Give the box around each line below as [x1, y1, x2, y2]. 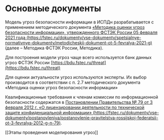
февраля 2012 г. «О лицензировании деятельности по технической [5, 104, 145, 110]
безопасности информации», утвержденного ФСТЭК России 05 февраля [5, 29, 158, 35]
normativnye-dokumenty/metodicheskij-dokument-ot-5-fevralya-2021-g [5, 40, 151, 45]
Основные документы [5, 3, 102, 14]
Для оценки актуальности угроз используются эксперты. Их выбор [5, 74, 147, 80]
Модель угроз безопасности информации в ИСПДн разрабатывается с [5, 19, 154, 25]
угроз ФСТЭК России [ [5, 60, 53, 65]
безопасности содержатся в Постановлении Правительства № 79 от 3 [5, 99, 153, 105]
